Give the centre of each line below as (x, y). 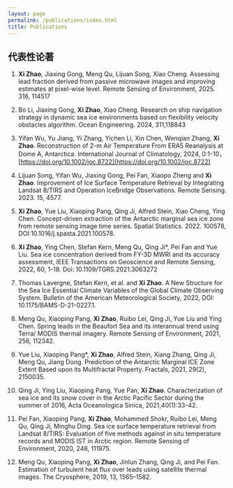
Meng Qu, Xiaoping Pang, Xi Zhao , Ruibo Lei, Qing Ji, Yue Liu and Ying (120, 319)
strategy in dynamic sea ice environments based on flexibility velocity (118, 117)
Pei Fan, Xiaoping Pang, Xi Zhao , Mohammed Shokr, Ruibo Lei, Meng (117, 419)
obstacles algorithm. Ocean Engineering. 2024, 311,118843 (102, 125)
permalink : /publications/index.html (63, 20)
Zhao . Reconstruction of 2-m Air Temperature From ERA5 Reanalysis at (121, 146)
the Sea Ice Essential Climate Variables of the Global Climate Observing (121, 290)
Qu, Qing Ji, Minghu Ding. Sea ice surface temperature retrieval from (117, 426)
